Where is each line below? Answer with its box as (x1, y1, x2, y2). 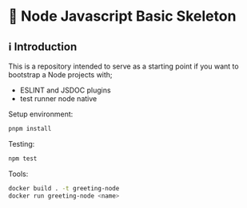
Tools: (8, 169, 29, 179)
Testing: (8, 139, 35, 148)
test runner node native (19, 94, 98, 103)
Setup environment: (8, 109, 74, 119)
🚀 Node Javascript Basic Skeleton (8, 7, 237, 26)
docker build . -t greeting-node (8, 184, 120, 192)
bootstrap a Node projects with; (8, 70, 114, 79)
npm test (8, 155, 38, 163)
